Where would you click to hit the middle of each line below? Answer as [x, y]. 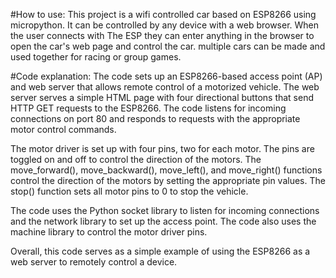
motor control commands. [63, 129]
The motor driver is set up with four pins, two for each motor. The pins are [162, 148]
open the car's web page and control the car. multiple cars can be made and [168, 46]
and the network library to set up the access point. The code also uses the [163, 221]
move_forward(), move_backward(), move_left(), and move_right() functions [166, 170]
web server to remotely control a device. [94, 262]
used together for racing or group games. [96, 57]
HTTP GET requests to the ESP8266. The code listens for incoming [148, 108]
